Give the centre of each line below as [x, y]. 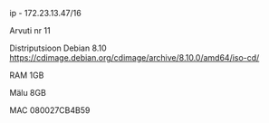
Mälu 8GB [28, 93]
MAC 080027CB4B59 [50, 110]
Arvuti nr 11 [30, 30]
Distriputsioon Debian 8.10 [58, 48]
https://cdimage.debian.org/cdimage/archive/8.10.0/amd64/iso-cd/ [134, 57]
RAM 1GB [27, 75]
